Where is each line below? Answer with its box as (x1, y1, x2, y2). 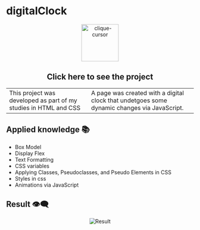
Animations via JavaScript (14, 181, 79, 188)
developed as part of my (9, 96, 77, 105)
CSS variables (14, 162, 49, 169)
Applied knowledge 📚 (6, 125, 90, 135)
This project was (9, 89, 55, 97)
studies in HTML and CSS (9, 103, 81, 112)
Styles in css (14, 175, 46, 182)
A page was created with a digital (91, 89, 185, 97)
